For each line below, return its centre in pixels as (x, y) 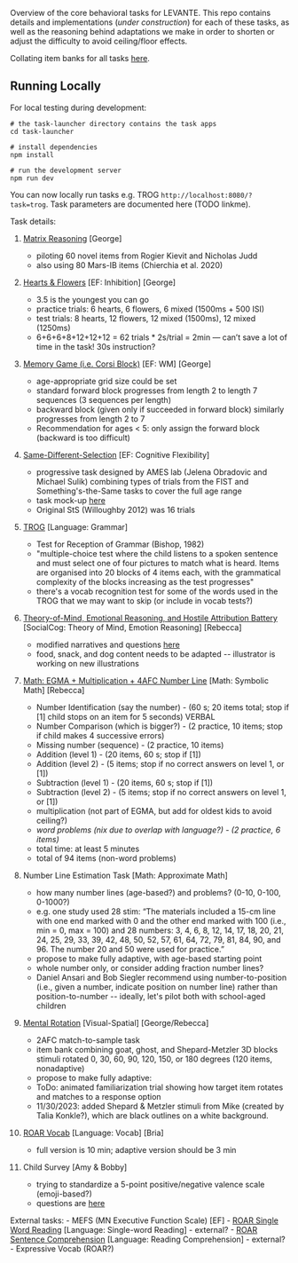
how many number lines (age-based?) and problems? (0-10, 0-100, (159, 892)
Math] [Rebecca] (54, 690)
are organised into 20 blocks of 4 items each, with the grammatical (158, 572)
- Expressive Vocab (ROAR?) (62, 1248)
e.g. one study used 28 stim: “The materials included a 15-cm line (156, 911)
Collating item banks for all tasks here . (80, 58)
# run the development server (66, 170)
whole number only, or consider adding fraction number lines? (150, 967)
